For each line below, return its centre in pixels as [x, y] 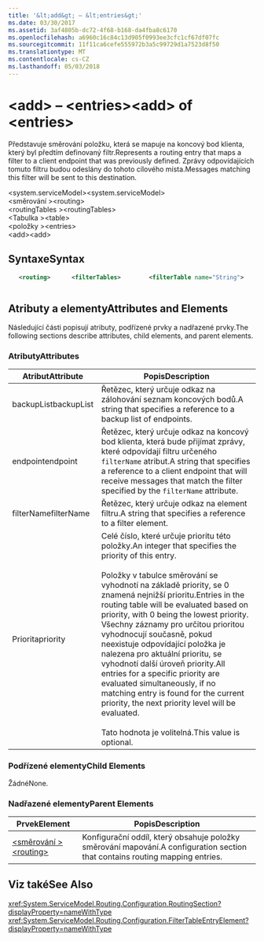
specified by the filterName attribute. [169, 491]
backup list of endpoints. [147, 419]
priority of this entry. [139, 556]
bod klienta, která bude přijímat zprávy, [173, 442]
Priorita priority [39, 639]
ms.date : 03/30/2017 [42, 23]
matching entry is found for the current [173, 693]
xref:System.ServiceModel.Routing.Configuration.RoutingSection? [115, 903]
